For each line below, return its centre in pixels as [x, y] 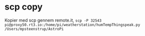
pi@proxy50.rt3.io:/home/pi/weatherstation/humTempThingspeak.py [72, 25]
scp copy [24, 7]
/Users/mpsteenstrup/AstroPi [34, 29]
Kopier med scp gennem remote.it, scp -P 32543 [53, 20]
